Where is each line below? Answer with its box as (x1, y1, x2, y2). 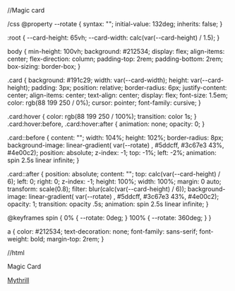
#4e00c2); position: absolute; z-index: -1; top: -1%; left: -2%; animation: (7, 149, 217, 156)
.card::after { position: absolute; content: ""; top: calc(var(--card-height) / (7, 170, 221, 178)
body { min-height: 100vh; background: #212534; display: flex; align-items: (7, 47, 225, 55)
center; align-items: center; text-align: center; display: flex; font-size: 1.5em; (7, 91, 228, 99)
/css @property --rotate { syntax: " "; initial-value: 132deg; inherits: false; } (7, 20, 223, 28)
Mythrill (7, 276, 30, 284)
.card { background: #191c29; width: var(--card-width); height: (7, 76, 189, 84)
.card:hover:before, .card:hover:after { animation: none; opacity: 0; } (7, 120, 205, 128)
